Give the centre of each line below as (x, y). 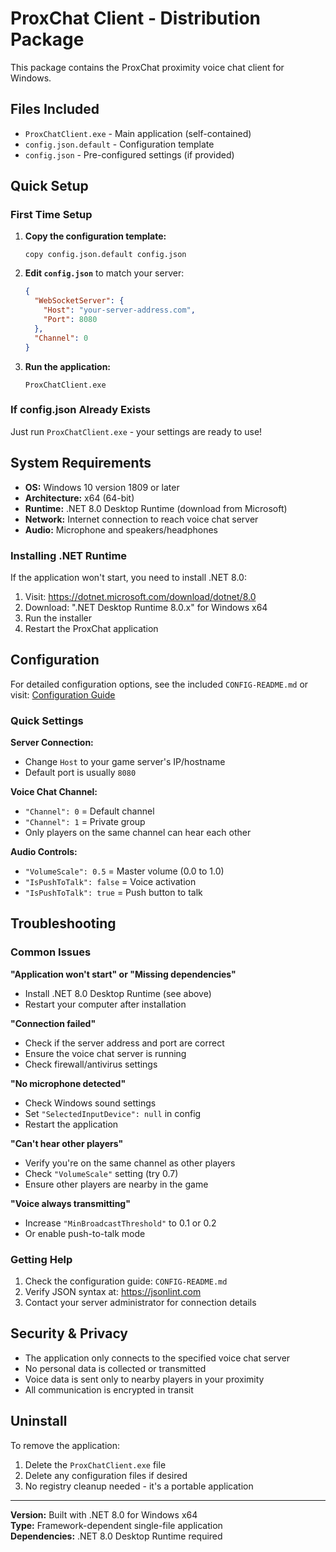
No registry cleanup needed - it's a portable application (139, 1486)
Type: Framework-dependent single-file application (116, 1525)
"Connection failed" (53, 1023)
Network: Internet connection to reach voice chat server (141, 519)
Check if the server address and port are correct (124, 1043)
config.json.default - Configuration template (119, 144)
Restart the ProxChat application (91, 628)
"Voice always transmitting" (70, 1203)
